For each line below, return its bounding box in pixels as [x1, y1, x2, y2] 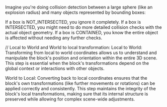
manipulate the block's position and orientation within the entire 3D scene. [5, 55, 158, 61]
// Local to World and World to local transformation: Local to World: [5, 45, 143, 50]
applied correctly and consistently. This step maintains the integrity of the [5, 86, 156, 91]
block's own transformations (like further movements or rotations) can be [5, 80, 156, 86]
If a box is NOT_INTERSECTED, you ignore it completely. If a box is [5, 19, 141, 25]
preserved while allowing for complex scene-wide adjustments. [5, 96, 135, 102]
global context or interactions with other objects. [5, 65, 105, 71]
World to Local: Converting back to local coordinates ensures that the [5, 75, 148, 81]
